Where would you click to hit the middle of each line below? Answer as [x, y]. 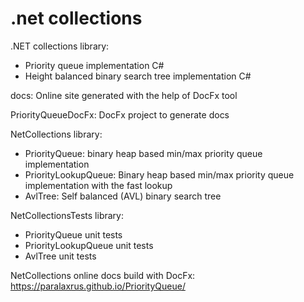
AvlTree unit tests [60, 256]
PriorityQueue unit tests [73, 234]
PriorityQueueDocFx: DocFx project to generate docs [120, 114]
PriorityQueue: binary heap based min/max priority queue [143, 153]
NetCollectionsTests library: [67, 215]
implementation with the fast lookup [98, 185]
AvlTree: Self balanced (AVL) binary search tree [123, 196]
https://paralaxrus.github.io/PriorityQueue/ [98, 286]
